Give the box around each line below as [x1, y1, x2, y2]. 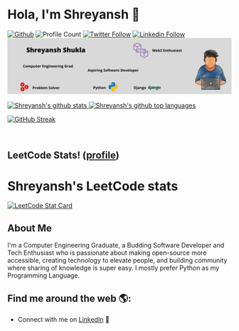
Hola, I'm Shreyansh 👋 [7, 6, 140, 23]
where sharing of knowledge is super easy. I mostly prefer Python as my [7, 263, 220, 273]
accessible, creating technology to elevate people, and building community [7, 256, 228, 265]
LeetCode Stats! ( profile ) [7, 149, 119, 162]
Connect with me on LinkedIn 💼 [17, 315, 110, 323]
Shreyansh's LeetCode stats [7, 178, 179, 194]
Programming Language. [7, 271, 80, 280]
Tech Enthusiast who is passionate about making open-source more [7, 248, 207, 257]
